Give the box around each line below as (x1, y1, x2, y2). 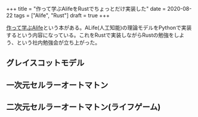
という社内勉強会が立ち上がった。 (16, 39, 100, 46)
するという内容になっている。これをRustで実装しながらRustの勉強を (6, 31, 174, 39)
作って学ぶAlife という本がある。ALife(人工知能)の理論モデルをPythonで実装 (6, 24, 192, 31)
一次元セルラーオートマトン (6, 80, 109, 90)
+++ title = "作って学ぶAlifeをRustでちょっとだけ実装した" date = (6, 5, 166, 12)
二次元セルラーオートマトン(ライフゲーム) (6, 102, 161, 112)
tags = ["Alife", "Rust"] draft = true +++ (14, 12, 110, 19)
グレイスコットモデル (6, 58, 85, 68)
